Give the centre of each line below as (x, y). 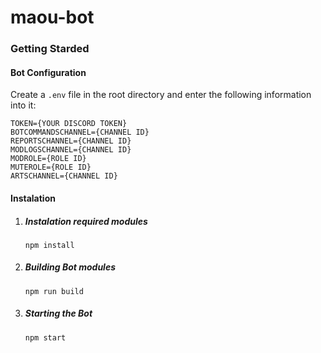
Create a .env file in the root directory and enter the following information (161, 95)
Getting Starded (50, 49)
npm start (45, 337)
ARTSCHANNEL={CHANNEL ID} (64, 176)
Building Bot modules (70, 267)
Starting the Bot (58, 313)
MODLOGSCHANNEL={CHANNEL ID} (71, 150)
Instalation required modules (86, 221)
